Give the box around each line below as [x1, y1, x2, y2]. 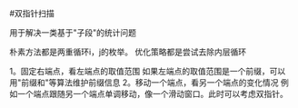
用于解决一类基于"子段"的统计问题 [9, 27, 137, 38]
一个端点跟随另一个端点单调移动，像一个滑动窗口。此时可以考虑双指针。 [16, 89, 288, 99]
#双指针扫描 [9, 8, 55, 18]
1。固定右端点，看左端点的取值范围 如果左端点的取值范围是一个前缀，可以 [9, 66, 286, 76]
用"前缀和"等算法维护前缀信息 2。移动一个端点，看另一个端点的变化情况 [9, 77, 279, 88]
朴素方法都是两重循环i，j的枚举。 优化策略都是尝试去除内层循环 [9, 46, 247, 57]
